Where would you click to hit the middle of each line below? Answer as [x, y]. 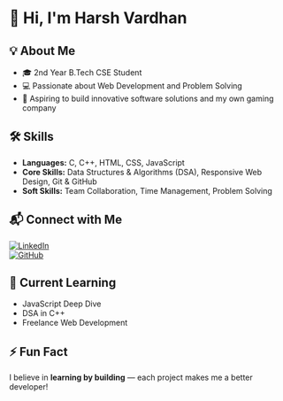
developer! [29, 387]
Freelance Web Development [75, 323]
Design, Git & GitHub [59, 181]
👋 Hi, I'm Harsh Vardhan [98, 18]
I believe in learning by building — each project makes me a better [131, 378]
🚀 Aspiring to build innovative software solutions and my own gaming [148, 98]
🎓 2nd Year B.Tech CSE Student [82, 73]
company [39, 108]
